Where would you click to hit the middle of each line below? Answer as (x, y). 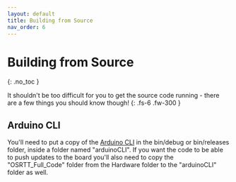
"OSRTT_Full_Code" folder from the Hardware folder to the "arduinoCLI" (112, 165)
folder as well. (28, 172)
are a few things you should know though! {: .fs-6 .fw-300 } (94, 103)
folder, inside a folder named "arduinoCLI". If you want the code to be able (116, 150)
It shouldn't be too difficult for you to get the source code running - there (113, 96)
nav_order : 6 (26, 27)
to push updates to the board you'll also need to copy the (91, 157)
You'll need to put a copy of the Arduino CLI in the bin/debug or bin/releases (118, 142)
